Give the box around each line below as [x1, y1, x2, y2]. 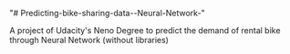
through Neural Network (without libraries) [9, 35, 169, 45]
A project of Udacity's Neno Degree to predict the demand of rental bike [9, 25, 281, 35]
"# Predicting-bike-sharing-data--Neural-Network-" [9, 8, 205, 18]
